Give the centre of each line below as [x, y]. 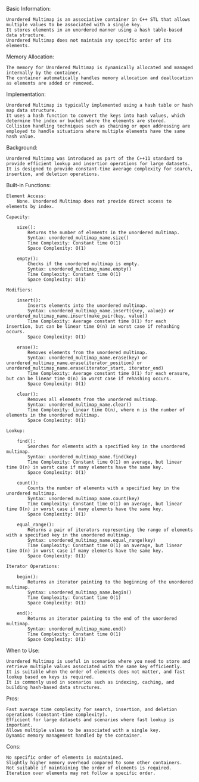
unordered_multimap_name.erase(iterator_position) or [74, 363]
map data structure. [32, 110]
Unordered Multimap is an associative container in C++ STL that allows [98, 20]
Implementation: [26, 94]
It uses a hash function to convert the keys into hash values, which [96, 116]
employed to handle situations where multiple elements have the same [96, 131]
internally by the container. [44, 73]
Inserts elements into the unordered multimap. [88, 306]
